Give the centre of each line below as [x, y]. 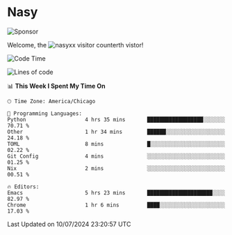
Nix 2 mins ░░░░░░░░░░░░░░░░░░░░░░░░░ [116, 168]
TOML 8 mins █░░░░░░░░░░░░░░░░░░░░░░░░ [116, 144]
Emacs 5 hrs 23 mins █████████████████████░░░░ [116, 192]
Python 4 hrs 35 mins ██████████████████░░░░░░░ [116, 119]
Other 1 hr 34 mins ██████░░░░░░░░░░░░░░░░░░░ [116, 132]
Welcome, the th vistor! [75, 45]
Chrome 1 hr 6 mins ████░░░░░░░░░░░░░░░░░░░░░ [116, 205]
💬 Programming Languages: [44, 113]
